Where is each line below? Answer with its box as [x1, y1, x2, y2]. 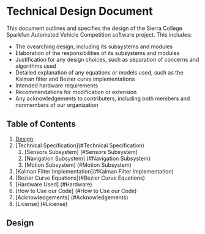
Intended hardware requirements [15, 81, 99, 89]
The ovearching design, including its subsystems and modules [15, 43, 173, 50]
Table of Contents [6, 119, 76, 130]
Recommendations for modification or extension [15, 88, 137, 95]
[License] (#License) [15, 200, 68, 207]
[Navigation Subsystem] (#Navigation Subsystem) [24, 155, 151, 162]
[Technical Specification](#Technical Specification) [15, 142, 145, 149]
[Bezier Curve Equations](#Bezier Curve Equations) [15, 174, 145, 181]
